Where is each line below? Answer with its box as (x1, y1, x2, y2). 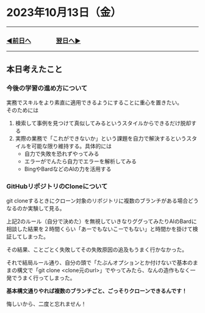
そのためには (6, 106, 38, 114)
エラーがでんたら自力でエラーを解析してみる (24, 157, 137, 165)
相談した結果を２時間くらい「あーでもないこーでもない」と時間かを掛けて (6, 226, 193, 233)
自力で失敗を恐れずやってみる (24, 150, 99, 157)
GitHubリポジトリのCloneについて (6, 182, 108, 190)
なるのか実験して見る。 (6, 205, 65, 212)
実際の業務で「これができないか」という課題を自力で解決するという (15, 134, 187, 142)
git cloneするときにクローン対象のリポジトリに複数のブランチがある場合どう (6, 197, 200, 205)
